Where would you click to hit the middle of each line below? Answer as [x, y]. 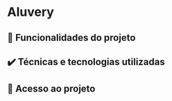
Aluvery [31, 12]
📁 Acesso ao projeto [51, 89]
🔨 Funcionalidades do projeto [71, 38]
